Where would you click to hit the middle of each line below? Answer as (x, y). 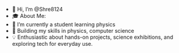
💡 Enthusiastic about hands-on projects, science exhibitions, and (93, 37)
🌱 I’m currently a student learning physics (64, 24)
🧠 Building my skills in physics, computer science (73, 31)
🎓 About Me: (29, 16)
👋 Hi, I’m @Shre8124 (37, 9)
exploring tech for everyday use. (52, 44)
